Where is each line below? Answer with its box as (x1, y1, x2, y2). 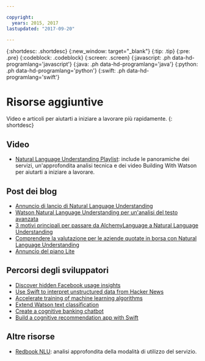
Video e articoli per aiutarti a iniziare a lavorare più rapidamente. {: (6, 115, 173, 123)
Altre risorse (6, 332, 55, 342)
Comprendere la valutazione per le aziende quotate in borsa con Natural (15, 234, 197, 241)
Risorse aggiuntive (6, 95, 104, 109)
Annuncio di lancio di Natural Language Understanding (15, 202, 154, 209)
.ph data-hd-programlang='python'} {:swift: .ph (6, 67, 126, 74)
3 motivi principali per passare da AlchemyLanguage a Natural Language (15, 221, 199, 229)
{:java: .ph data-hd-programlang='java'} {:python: (73, 60, 198, 68)
